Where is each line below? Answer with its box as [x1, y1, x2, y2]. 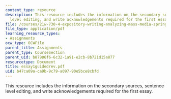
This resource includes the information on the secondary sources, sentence [5, 83, 164, 89]
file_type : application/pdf [5, 26, 65, 31]
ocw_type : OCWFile [5, 41, 44, 46]
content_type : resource [5, 7, 56, 13]
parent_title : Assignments [5, 45, 63, 50]
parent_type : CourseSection [5, 50, 65, 55]
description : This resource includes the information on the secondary [5, 12, 160, 17]
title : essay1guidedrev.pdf [5, 64, 65, 69]
